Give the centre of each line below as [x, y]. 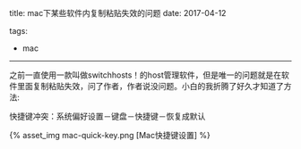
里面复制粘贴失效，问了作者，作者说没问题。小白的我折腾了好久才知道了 [150, 86]
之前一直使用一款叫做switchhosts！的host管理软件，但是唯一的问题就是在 [146, 75]
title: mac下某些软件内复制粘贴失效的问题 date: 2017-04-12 [118, 13]
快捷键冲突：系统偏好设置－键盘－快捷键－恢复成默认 [107, 116]
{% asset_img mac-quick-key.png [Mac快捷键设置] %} [110, 135]
